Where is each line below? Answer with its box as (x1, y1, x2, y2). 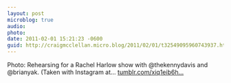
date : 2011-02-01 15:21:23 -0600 (7, 36, 103, 43)
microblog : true (7, 16, 54, 23)
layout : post (7, 10, 45, 17)
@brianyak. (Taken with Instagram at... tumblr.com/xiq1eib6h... (7, 68, 184, 76)
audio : (7, 23, 26, 29)
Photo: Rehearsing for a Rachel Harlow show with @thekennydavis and (7, 61, 208, 69)
